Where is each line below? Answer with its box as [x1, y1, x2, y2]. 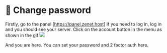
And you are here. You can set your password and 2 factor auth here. [5, 42, 149, 48]
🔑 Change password [5, 4, 92, 16]
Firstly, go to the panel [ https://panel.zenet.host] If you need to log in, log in [5, 21, 162, 27]
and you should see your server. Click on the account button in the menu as [5, 26, 162, 32]
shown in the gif [5, 32, 39, 38]
